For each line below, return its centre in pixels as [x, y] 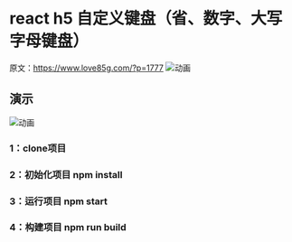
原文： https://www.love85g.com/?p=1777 [87, 68]
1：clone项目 [38, 148]
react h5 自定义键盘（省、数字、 [130, 19]
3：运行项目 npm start [59, 201]
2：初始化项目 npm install [66, 174]
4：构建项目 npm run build [68, 228]
